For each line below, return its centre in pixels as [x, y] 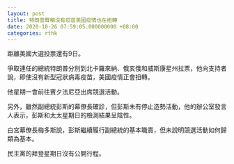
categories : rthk [32, 33]
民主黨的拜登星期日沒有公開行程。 [56, 154]
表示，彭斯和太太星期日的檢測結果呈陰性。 [74, 115]
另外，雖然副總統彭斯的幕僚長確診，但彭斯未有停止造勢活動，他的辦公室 [111, 107]
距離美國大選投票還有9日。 [46, 54]
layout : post [26, 14]
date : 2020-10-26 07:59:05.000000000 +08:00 [73, 26]
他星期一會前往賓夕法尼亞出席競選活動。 [65, 92]
